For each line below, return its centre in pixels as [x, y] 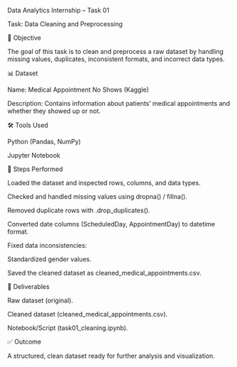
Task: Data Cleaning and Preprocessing [65, 24]
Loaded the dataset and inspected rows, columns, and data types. [104, 183]
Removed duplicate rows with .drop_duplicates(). [79, 210]
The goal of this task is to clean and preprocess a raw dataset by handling [115, 51]
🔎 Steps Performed [35, 169]
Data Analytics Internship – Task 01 [59, 10]
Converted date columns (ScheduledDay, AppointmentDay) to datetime [111, 224]
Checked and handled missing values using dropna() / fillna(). [98, 197]
